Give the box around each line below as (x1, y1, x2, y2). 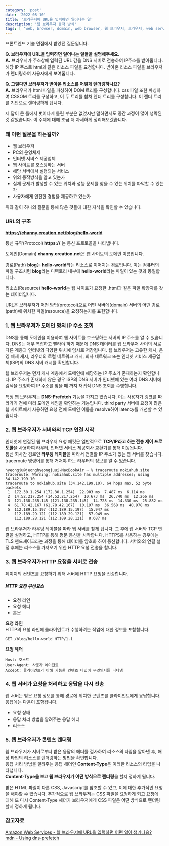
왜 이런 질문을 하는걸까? (5, 131, 59, 138)
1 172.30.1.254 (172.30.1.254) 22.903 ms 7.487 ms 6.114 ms (7, 490, 145, 495)
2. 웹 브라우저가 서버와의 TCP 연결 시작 (5, 426, 95, 433)
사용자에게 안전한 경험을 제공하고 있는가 (12, 193, 91, 200)
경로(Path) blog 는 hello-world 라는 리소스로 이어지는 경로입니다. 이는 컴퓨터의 (5, 262, 159, 268)
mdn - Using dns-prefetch (5, 835, 59, 841)
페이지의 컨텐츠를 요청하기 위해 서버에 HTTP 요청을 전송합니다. (5, 570, 129, 577)
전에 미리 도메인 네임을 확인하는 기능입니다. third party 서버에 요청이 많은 (18, 400, 162, 406)
